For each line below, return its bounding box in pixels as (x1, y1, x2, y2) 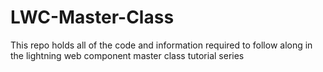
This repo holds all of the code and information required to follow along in (10, 39, 313, 51)
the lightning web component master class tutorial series (10, 49, 245, 61)
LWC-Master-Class (10, 6, 175, 29)
